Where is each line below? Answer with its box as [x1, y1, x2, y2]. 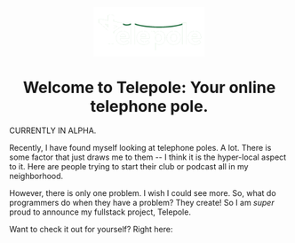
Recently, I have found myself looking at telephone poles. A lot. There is [9, 143, 272, 153]
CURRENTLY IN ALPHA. [9, 125, 97, 136]
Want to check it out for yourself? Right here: [9, 224, 173, 235]
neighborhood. [9, 171, 64, 182]
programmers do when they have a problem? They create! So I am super [9, 198, 275, 208]
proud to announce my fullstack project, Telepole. [9, 207, 191, 217]
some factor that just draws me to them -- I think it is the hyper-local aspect [9, 152, 287, 162]
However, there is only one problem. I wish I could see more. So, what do [9, 188, 277, 199]
